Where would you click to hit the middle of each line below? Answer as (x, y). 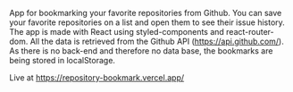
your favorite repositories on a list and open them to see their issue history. (147, 22)
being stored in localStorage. (63, 60)
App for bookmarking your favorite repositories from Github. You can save (146, 13)
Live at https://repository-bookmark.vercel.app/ (97, 78)
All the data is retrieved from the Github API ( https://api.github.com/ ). (157, 41)
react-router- (250, 32)
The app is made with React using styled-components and (117, 32)
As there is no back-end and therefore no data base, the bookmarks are (141, 51)
